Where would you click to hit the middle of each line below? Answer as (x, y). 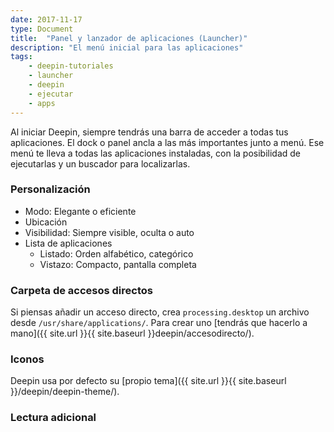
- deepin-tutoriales (71, 66)
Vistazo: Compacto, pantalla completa (118, 264)
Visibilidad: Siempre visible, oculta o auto (109, 232)
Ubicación (46, 222)
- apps (42, 103)
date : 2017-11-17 (46, 19)
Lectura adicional (53, 418)
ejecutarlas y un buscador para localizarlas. (100, 163)
